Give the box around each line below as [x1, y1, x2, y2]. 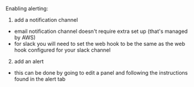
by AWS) [14, 34, 36, 41]
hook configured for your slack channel [14, 46, 111, 53]
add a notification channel [14, 16, 78, 23]
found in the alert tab [14, 76, 66, 82]
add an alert [14, 58, 44, 65]
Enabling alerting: [5, 5, 49, 12]
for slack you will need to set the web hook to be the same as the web [14, 41, 185, 47]
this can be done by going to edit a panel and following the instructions [14, 69, 188, 76]
